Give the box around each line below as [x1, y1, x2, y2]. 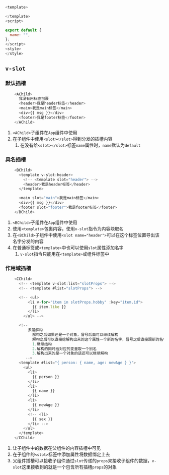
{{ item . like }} [32, 304, 66, 310]
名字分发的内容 [12, 238, 44, 244]
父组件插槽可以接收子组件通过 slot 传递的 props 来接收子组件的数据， [12, 458, 152, 464]
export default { [5, 28, 42, 33]
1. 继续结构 [32, 341, 52, 346]
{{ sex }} [32, 417, 53, 422]
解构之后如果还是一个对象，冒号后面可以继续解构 [32, 332, 119, 337]
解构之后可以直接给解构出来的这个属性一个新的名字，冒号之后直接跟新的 [32, 337, 160, 342]
